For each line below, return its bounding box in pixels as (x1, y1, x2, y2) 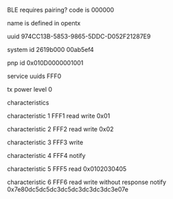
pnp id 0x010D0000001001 (7, 59, 84, 67)
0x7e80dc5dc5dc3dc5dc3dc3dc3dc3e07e (7, 185, 129, 194)
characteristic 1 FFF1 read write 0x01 (7, 112, 111, 120)
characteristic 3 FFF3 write (7, 138, 84, 146)
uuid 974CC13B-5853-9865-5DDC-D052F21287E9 (7, 32, 151, 40)
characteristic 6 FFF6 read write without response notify (7, 178, 167, 186)
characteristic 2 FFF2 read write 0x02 (7, 125, 115, 133)
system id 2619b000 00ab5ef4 (7, 46, 94, 53)
